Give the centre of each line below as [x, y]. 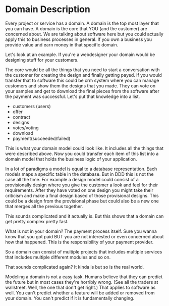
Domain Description [48, 9]
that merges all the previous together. [44, 206]
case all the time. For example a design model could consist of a [72, 179]
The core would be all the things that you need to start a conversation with [82, 70]
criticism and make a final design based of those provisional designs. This [82, 195]
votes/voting [25, 128]
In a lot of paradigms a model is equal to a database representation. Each [81, 169]
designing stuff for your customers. [42, 60]
